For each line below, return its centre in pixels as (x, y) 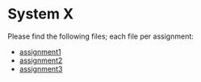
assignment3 (41, 68)
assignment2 (41, 60)
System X (41, 14)
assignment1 (40, 51)
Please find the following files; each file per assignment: (101, 36)
